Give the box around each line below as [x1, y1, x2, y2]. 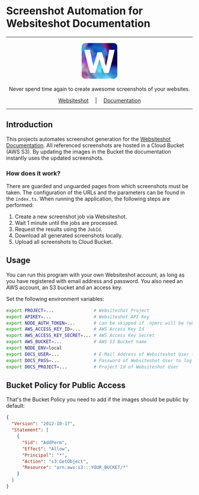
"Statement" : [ [11, 427, 49, 433]
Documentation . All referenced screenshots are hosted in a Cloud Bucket [6, 141, 185, 149]
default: [6, 402, 25, 410]
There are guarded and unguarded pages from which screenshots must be [6, 183, 188, 190]
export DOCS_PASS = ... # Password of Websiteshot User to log [6, 357, 192, 363]
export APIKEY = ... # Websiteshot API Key [6, 313, 150, 320]
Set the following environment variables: [6, 295, 105, 302]
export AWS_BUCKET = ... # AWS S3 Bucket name [6, 339, 147, 345]
